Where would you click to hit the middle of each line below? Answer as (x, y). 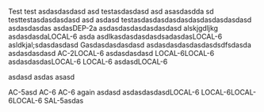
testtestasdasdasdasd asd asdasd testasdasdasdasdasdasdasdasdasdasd (130, 20)
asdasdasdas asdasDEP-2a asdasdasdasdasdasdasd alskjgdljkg (113, 28)
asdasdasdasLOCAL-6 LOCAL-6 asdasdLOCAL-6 (88, 62)
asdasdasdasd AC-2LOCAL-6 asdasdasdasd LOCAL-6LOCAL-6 (111, 53)
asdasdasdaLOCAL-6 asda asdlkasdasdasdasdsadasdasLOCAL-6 (115, 36)
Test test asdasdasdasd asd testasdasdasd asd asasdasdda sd (111, 11)
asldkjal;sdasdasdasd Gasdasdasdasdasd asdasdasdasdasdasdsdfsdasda (130, 45)
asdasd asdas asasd (42, 77)
